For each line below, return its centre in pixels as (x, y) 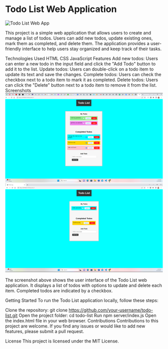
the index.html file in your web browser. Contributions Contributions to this (82, 321)
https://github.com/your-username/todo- (111, 310)
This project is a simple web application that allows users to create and (78, 33)
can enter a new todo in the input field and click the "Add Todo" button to (80, 64)
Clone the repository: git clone (36, 310)
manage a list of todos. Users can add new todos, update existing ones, (79, 38)
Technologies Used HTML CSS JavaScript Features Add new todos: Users (82, 58)
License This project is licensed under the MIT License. (62, 341)
